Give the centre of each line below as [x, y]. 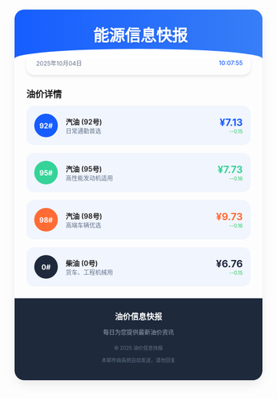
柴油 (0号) [82, 263]
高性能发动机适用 [90, 178]
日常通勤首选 [84, 131]
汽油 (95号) [84, 169]
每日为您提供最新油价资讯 [138, 333]
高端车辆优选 [84, 225]
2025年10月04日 [59, 64]
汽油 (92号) [84, 122]
